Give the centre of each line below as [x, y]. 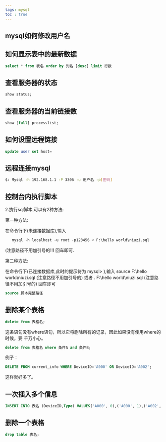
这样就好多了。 [20, 377]
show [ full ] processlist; [32, 123]
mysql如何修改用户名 [38, 36]
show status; [19, 94]
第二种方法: [17, 261]
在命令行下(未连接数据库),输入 [36, 231]
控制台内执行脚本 [31, 197]
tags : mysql [17, 10]
